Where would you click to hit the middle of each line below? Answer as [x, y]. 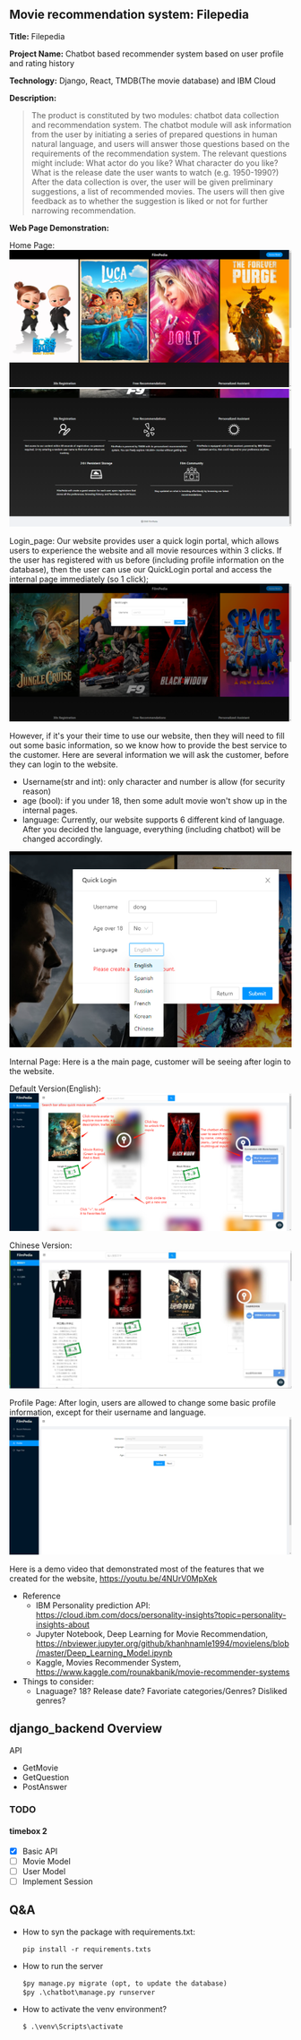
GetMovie [40, 1768]
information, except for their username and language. [107, 1412]
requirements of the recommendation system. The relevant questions [159, 153]
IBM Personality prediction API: [93, 1605]
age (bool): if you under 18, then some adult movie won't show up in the [155, 800]
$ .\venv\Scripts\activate [73, 2027]
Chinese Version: [41, 1245]
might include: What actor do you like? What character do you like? [155, 163]
